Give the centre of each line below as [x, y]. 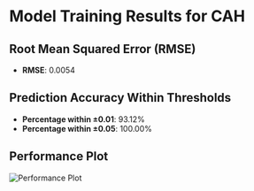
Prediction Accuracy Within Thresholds [120, 98]
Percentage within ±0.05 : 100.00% [87, 128]
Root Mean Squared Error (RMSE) [103, 49]
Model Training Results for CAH [127, 16]
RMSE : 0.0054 [48, 70]
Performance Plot [59, 157]
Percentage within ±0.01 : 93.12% [84, 119]
